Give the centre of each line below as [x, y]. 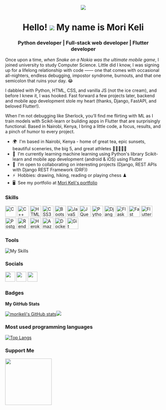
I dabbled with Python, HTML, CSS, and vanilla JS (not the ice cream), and [81, 90]
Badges [14, 293]
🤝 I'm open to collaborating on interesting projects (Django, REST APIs [84, 165]
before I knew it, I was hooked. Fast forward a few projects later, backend [80, 96]
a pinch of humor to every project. [40, 132]
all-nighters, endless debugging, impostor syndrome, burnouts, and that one [83, 76]
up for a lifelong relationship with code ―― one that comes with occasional [82, 70]
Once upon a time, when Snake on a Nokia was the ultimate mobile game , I [82, 60]
